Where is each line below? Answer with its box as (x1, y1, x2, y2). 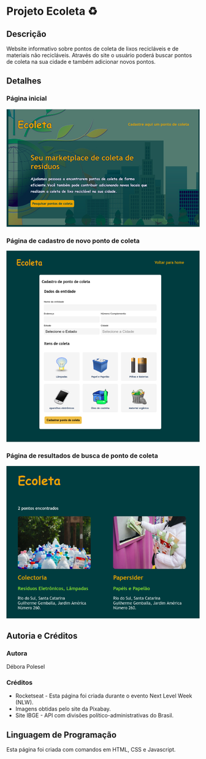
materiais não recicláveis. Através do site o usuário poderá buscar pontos (6, 52, 192, 59)
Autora (6, 649, 28, 658)
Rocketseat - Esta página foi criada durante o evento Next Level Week (15, 692, 193, 699)
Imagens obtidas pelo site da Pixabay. (15, 705, 112, 713)
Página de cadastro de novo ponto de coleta (6, 236, 140, 245)
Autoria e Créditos (6, 631, 78, 641)
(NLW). (15, 699, 34, 706)
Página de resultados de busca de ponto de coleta (6, 451, 158, 460)
